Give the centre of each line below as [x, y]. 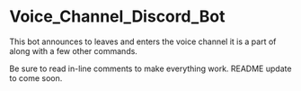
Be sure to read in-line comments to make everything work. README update [150, 68]
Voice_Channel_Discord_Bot [117, 17]
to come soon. [36, 77]
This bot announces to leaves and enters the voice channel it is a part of [143, 41]
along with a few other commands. [73, 50]
